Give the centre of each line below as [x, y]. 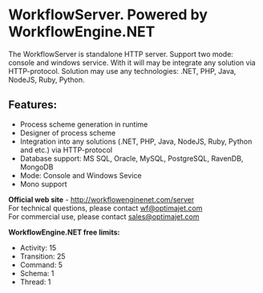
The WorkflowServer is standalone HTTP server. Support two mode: [121, 54]
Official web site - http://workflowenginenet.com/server [101, 199]
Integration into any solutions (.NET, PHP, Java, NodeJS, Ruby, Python [136, 141]
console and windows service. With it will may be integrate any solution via [132, 63]
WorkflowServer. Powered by [108, 15]
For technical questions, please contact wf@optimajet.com [105, 208]
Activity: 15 [38, 247]
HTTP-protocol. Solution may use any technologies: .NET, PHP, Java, [122, 71]
